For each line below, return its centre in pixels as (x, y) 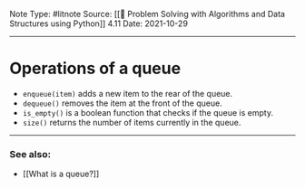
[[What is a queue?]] (61, 174)
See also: (30, 154)
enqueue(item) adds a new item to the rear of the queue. (128, 93)
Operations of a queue (95, 69)
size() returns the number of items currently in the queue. (132, 122)
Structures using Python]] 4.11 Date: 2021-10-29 (99, 23)
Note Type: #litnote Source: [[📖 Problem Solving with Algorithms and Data (148, 14)
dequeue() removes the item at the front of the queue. (122, 103)
